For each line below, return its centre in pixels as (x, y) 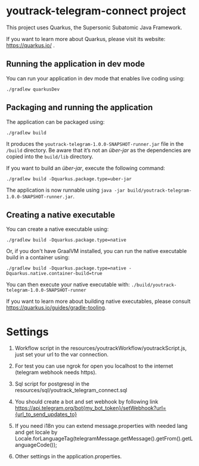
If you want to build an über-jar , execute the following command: (86, 168)
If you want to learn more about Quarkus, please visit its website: (86, 39)
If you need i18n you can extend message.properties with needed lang (101, 426)
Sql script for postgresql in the (52, 384)
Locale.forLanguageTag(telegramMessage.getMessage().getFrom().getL (104, 439)
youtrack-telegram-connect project (96, 11)
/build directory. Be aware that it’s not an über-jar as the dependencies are (99, 150)
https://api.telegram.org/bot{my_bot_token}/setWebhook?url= (91, 408)
